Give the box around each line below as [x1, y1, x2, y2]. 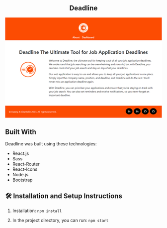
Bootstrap [12, 177, 33, 183]
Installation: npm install [12, 208, 62, 214]
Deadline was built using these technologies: [5, 141, 97, 146]
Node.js [12, 172, 29, 177]
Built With [5, 127, 36, 136]
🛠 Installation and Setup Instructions [5, 192, 123, 201]
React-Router [12, 161, 40, 167]
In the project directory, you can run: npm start [12, 217, 109, 223]
